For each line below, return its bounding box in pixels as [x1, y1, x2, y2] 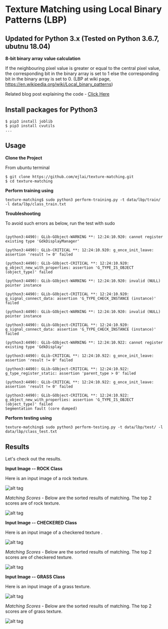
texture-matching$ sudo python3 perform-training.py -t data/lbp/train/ [5, 197, 161, 202]
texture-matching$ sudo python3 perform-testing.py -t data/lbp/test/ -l [5, 424, 163, 430]
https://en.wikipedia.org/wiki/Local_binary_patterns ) [5, 82, 113, 87]
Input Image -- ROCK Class [5, 465, 63, 471]
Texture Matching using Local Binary [5, 4, 162, 15]
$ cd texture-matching [5, 179, 53, 184]
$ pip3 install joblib [5, 119, 53, 124]
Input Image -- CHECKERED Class [5, 520, 77, 526]
